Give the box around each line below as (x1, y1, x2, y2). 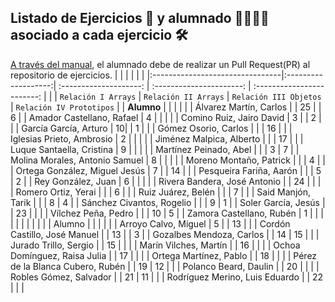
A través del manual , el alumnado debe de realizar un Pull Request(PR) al (10, 58, 311, 70)
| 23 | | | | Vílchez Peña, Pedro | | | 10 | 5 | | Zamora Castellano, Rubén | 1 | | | (10, 207, 324, 219)
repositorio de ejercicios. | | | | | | (10, 69, 145, 81)
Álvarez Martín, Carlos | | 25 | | (194, 101, 322, 113)
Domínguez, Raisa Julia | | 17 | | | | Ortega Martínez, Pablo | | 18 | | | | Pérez (10, 249, 318, 261)
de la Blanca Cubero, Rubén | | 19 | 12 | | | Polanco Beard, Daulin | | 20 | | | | (10, 260, 320, 272)
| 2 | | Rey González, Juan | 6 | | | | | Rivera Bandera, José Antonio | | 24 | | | (10, 175, 322, 187)
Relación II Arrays (143, 92, 225, 102)
